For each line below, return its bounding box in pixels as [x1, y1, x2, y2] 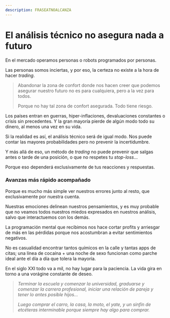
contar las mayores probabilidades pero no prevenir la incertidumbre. [5, 138, 150, 145]
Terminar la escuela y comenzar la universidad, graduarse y [17, 280, 145, 286]
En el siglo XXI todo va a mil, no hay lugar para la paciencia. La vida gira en [5, 265, 162, 271]
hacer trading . [5, 72, 35, 78]
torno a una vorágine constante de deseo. [5, 271, 93, 277]
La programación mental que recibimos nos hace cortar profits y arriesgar [5, 224, 160, 230]
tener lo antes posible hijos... [17, 291, 78, 298]
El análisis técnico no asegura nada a [5, 29, 164, 41]
